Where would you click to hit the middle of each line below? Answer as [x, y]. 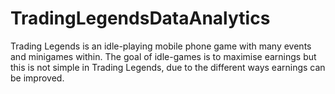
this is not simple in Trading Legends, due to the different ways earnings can [168, 67]
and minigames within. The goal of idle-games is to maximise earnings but [163, 56]
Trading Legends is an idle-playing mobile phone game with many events [161, 46]
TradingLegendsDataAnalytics [140, 18]
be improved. [37, 78]
